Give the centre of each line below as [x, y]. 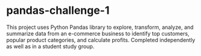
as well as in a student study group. [50, 46]
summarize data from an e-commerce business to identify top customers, [98, 33]
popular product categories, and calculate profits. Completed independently [101, 40]
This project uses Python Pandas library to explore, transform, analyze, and [100, 27]
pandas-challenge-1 [58, 11]
